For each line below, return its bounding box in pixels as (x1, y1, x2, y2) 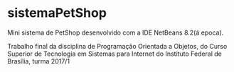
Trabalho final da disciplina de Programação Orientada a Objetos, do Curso (7, 42, 228, 50)
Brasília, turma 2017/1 (7, 56, 70, 65)
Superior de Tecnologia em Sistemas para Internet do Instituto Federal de (7, 49, 223, 58)
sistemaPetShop (7, 5, 107, 21)
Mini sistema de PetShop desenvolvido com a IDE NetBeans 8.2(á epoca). (7, 28, 224, 37)
